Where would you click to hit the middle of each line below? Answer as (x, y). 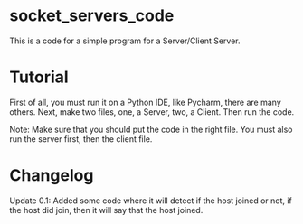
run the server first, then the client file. (81, 139)
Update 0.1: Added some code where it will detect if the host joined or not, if (151, 201)
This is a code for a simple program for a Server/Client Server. (125, 41)
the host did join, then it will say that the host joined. (106, 210)
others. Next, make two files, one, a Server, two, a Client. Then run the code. (152, 112)
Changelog (52, 176)
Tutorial (39, 77)
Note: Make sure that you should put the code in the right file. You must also (151, 129)
